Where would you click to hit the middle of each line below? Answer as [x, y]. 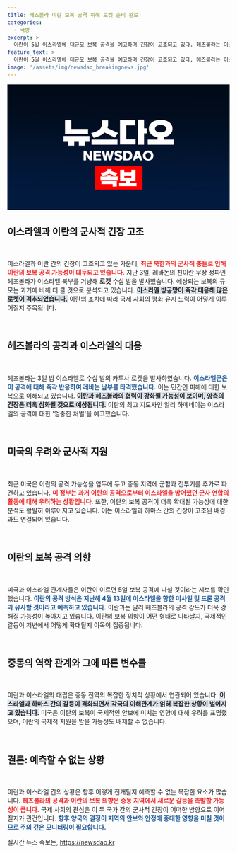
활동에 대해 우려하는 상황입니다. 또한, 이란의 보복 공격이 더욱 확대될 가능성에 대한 [118, 501]
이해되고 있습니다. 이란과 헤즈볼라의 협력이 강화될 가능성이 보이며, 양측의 [125, 396]
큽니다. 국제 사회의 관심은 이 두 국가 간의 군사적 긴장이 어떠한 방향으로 [116, 810]
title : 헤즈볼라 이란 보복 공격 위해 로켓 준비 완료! [75, 15]
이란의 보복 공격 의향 [49, 557]
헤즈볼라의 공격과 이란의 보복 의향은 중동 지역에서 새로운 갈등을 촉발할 [117, 801]
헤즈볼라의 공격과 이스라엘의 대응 [75, 346]
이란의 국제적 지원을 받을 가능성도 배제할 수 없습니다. [95, 721]
